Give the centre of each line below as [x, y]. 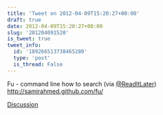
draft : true [24, 20]
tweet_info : [24, 45]
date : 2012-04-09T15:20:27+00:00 [55, 26]
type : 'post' [32, 58]
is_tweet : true [29, 39]
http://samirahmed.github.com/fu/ [55, 91]
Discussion [23, 104]
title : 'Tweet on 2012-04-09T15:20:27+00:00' [73, 13]
